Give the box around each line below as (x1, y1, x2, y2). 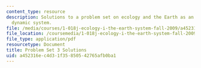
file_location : (6, 31, 44, 37)
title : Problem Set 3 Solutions (6, 47, 87, 53)
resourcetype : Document (6, 42, 66, 48)
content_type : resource (6, 8, 66, 15)
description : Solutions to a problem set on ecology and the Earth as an (6, 14, 194, 20)
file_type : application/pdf (6, 36, 77, 42)
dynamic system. (11, 20, 52, 25)
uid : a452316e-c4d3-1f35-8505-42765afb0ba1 (6, 53, 117, 59)
